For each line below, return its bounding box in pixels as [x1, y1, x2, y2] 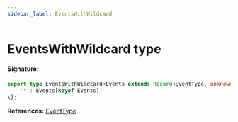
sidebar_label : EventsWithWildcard [7, 10, 113, 18]
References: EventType [7, 106, 76, 115]
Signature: [7, 65, 39, 73]
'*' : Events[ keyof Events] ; [20, 87, 103, 94]
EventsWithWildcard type [7, 40, 161, 57]
